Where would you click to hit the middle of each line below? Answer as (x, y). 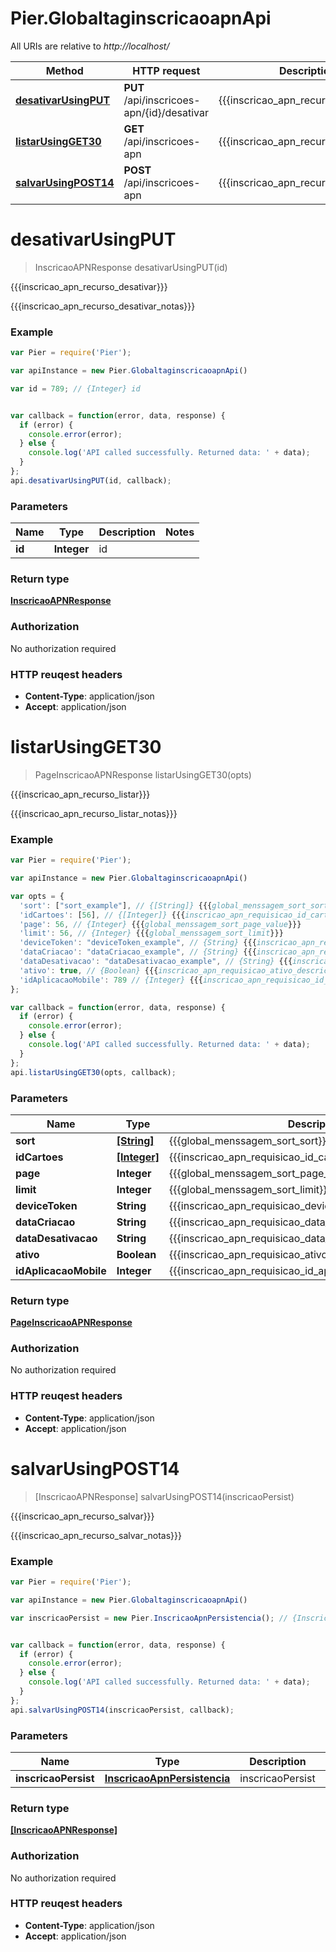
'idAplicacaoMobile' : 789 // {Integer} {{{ (111, 980)
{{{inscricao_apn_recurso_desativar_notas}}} (103, 306)
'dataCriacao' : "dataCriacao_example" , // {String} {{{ (138, 952)
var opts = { (37, 896)
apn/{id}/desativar (166, 112)
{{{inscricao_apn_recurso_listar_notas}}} (94, 813)
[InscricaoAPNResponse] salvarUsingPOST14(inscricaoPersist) (164, 1496)
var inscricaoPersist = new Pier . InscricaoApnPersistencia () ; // (149, 1618)
